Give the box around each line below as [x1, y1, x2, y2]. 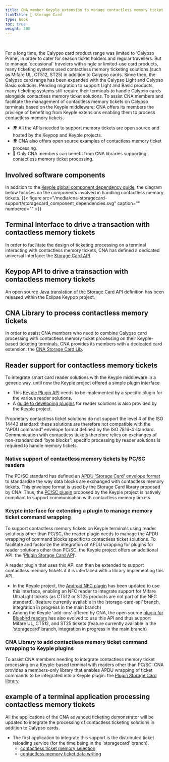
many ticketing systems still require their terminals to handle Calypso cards [5, 88, 161, 94]
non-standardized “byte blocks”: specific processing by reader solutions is [5, 437, 160, 443]
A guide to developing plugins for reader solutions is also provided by [12, 400, 157, 406]
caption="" [117, 200, 140, 206]
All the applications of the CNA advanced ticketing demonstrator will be [5, 714, 154, 720]
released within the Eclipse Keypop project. [5, 294, 95, 300]
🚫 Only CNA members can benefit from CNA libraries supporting [12, 151, 147, 157]
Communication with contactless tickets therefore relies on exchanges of [5, 432, 157, 438]
